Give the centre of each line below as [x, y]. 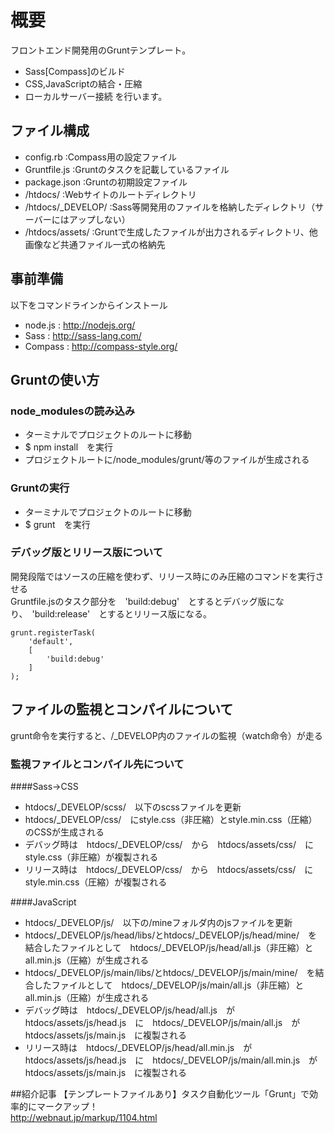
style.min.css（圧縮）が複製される [96, 882]
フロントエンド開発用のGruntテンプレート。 [101, 50]
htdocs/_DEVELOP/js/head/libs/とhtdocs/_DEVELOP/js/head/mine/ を [171, 935]
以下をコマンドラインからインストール [89, 305]
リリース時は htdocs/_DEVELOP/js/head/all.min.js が [138, 1047]
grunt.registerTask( [53, 632]
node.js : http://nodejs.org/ [80, 325]
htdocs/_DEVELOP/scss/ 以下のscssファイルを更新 [133, 807]
